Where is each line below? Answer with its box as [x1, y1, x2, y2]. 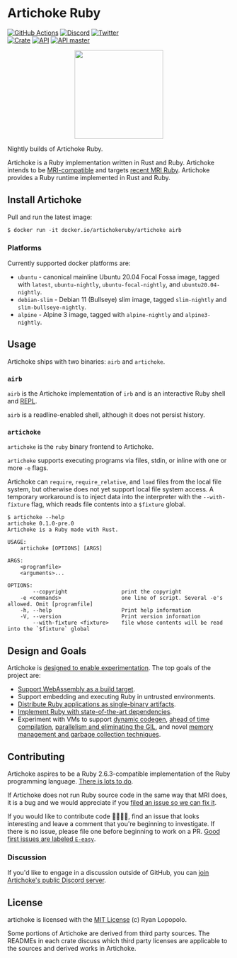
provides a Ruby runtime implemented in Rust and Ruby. [7, 173, 171, 182]
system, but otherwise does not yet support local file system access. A [7, 485, 214, 494]
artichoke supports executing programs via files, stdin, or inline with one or [7, 456, 227, 465]
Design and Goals [7, 645, 87, 657]
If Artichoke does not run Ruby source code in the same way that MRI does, [7, 791, 228, 799]
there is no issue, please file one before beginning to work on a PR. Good [7, 828, 221, 836]
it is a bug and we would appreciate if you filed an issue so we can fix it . [7, 798, 217, 807]
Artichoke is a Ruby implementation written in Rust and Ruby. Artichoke [7, 158, 214, 167]
